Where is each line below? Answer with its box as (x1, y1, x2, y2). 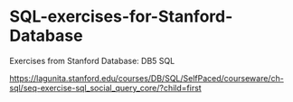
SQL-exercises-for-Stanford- (9, 6, 233, 27)
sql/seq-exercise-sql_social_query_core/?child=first (9, 82, 202, 93)
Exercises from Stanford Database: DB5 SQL (9, 55, 175, 66)
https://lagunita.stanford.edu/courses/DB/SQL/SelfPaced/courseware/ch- (9, 72, 285, 83)
